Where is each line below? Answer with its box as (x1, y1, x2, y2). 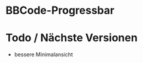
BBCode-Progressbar (5, 4, 115, 17)
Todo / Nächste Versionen (5, 31, 138, 45)
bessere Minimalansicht (14, 51, 73, 58)
